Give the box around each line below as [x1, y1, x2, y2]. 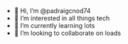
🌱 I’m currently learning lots [14, 22, 95, 29]
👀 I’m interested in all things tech [14, 14, 110, 22]
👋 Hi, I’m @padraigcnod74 [14, 7, 91, 15]
